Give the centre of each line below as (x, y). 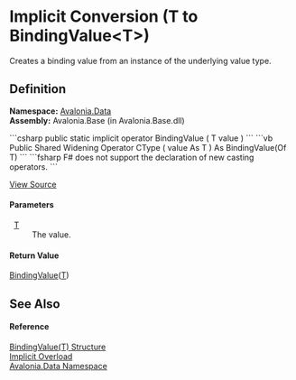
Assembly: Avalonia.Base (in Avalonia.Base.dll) (97, 120)
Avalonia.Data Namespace (59, 366)
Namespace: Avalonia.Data (60, 111)
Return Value (34, 255)
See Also (35, 304)
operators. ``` (34, 167)
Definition (37, 89)
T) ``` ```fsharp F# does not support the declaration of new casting (132, 157)
